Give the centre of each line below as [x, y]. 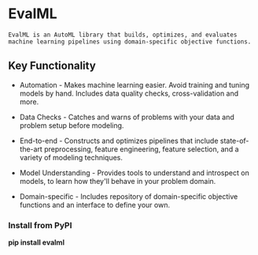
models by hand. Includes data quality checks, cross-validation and [129, 93]
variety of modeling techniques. [71, 157]
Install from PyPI [40, 225]
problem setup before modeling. [72, 125]
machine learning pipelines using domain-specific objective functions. [130, 41]
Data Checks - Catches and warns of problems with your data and [127, 117]
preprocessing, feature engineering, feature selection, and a [142, 149]
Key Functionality [52, 66]
